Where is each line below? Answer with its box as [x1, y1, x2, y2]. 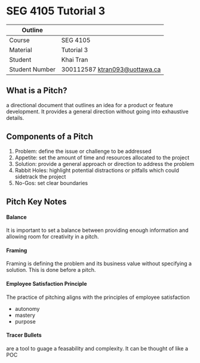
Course [9, 36, 30, 44]
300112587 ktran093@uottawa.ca [61, 65, 161, 73]
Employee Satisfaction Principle [6, 280, 87, 287]
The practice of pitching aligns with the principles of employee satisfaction [6, 294, 190, 301]
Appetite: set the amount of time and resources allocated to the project [14, 154, 190, 161]
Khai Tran [61, 55, 88, 63]
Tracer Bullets [6, 331, 42, 339]
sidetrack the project [14, 173, 66, 180]
